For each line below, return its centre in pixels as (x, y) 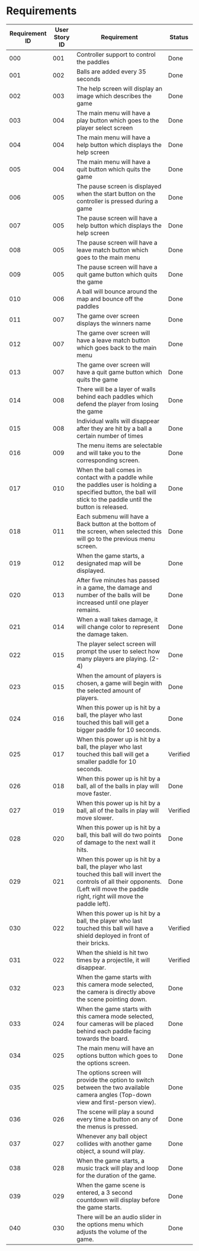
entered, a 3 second (105, 1192)
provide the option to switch (115, 1080)
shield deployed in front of (113, 935)
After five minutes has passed (118, 580)
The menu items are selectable (119, 445)
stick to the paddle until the (114, 499)
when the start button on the (116, 194)
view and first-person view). (116, 1102)
